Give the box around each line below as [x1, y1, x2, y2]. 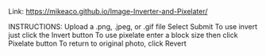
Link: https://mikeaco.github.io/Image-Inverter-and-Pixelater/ [8, 7, 208, 16]
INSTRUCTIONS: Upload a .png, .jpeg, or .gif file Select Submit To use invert [8, 22, 258, 31]
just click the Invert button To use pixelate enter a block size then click [8, 31, 238, 39]
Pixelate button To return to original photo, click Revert [8, 39, 187, 48]
